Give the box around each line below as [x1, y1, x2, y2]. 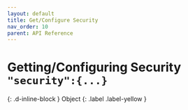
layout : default [7, 10, 55, 17]
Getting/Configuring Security [7, 60, 182, 75]
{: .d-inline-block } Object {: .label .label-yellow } [7, 95, 147, 103]
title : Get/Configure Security [7, 17, 99, 24]
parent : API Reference [7, 29, 73, 37]
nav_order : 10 [7, 23, 49, 30]
